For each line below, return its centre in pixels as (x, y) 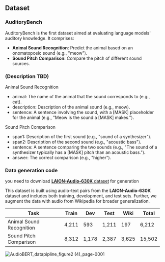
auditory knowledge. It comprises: (40, 38)
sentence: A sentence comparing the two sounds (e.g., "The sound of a (85, 147)
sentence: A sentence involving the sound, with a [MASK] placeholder (83, 112)
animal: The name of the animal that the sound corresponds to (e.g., (81, 96)
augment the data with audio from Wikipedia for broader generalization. (78, 201)
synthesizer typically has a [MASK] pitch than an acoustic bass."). (79, 152)
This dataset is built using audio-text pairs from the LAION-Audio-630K (78, 191)
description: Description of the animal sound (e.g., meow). (71, 107)
